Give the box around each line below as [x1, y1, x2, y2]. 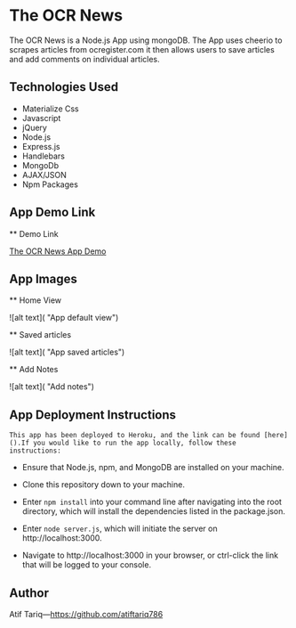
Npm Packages [21, 179, 78, 190]
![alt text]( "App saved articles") [9, 347, 125, 357]
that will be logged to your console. [21, 559, 152, 570]
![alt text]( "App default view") [9, 313, 119, 323]
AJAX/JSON [21, 169, 67, 180]
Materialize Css [21, 103, 79, 114]
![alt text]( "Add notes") [9, 381, 95, 392]
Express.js [21, 141, 60, 151]
